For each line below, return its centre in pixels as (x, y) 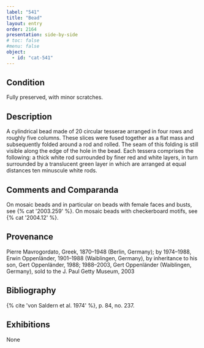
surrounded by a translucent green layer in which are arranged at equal (96, 164)
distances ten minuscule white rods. (52, 171)
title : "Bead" (25, 18)
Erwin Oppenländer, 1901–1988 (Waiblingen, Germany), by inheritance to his (102, 258)
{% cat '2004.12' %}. (33, 218)
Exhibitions (28, 325)
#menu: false (23, 47)
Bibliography (31, 291)
